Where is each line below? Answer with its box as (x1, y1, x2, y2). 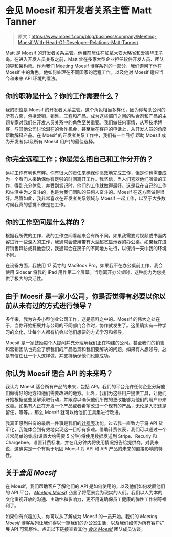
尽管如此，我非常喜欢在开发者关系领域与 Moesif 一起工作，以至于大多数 (14, 195, 166, 201)
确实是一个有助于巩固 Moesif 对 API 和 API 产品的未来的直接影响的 (18, 446, 159, 451)
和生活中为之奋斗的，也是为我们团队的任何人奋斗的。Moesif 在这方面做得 (5, 189, 160, 195)
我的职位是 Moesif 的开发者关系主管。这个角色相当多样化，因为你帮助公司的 (5, 106, 166, 113)
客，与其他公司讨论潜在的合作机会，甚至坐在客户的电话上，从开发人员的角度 (5, 126, 167, 132)
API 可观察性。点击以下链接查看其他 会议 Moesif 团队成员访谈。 (11, 526, 146, 532)
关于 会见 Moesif (5, 468, 57, 477)
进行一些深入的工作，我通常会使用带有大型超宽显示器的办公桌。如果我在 (9, 239, 162, 245)
